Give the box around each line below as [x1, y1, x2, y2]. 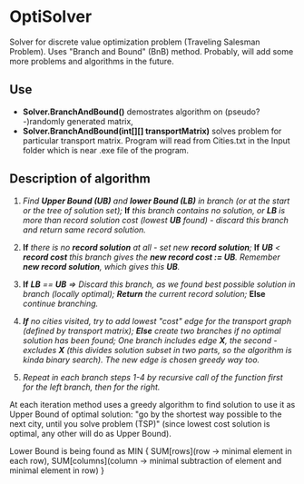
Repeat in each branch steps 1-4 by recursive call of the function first [22, 371, 283, 382]
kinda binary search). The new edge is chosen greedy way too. [22, 354, 260, 365]
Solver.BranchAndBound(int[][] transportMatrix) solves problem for [22, 125, 282, 136]
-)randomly [22, 115, 65, 126]
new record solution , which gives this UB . [22, 261, 181, 272]
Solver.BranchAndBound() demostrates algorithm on [22, 106, 223, 117]
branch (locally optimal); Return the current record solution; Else [22, 288, 266, 299]
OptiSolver [9, 6, 93, 27]
